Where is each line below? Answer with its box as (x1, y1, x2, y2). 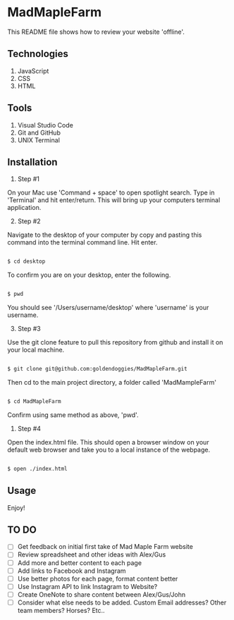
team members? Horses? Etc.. (17, 606, 105, 614)
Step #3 (17, 325, 41, 333)
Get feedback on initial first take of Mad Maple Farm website (17, 542, 194, 551)
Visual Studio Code (17, 120, 74, 129)
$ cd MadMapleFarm (7, 398, 61, 405)
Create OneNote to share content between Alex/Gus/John (17, 590, 185, 599)
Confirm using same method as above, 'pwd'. (7, 410, 139, 419)
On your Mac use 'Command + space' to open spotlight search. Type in (7, 188, 215, 197)
